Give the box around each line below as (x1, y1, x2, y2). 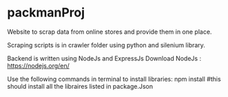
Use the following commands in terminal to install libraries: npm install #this (7, 74, 222, 83)
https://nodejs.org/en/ (7, 61, 70, 69)
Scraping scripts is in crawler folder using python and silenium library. (7, 41, 205, 49)
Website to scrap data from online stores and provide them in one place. (7, 28, 212, 36)
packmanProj (7, 5, 85, 21)
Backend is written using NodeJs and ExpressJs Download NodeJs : (7, 54, 202, 63)
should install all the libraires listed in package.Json (7, 82, 154, 90)
